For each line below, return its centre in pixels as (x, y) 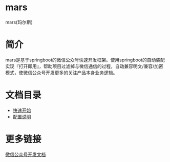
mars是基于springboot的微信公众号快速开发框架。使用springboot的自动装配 (85, 60)
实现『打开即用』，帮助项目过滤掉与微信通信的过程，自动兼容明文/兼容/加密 (84, 66)
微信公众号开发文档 (26, 154)
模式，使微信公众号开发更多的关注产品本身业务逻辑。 (61, 73)
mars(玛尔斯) (19, 22)
